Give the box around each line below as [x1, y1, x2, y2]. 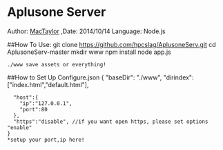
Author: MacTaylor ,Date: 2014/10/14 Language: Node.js [7, 27, 166, 35]
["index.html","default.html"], [7, 80, 89, 88]
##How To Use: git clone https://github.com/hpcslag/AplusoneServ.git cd [7, 40, 216, 48]
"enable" [7, 124, 32, 131]
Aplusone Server [7, 4, 106, 20]
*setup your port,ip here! [7, 136, 85, 143]
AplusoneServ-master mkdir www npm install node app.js [7, 48, 171, 56]
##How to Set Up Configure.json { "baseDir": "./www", [7, 73, 162, 82]
